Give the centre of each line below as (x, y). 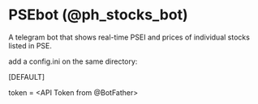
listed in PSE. (30, 45)
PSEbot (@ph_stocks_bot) (98, 15)
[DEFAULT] (27, 77)
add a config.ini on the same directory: (73, 61)
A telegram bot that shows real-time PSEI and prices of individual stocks (129, 37)
